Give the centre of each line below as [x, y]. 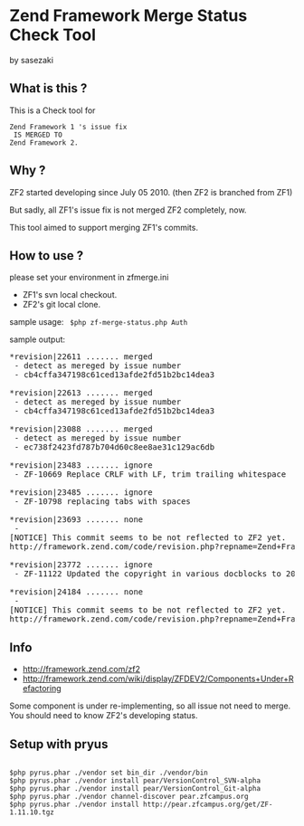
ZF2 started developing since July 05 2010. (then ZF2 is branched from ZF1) [151, 192]
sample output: [38, 339]
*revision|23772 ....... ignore [81, 565]
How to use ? [47, 256]
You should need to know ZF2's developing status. [104, 716]
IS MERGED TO [38, 135]
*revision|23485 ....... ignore [81, 493]
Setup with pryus [59, 744]
